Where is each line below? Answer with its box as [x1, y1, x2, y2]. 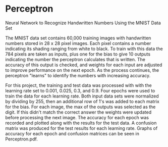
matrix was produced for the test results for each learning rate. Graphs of [5, 125, 158, 131]
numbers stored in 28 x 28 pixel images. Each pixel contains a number [5, 40, 151, 46]
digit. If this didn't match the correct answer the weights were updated [5, 109, 152, 115]
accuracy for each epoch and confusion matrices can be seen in [5, 130, 140, 136]
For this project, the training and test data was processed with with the [5, 82, 152, 88]
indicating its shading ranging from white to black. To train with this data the [5, 45, 163, 52]
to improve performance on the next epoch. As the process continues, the [5, 67, 159, 73]
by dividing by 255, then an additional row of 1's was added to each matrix [5, 98, 160, 104]
